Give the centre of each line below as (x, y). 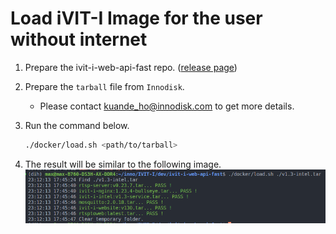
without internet (79, 39)
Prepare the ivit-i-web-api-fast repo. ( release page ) (131, 67)
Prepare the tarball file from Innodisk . (104, 86)
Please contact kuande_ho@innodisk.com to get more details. (167, 106)
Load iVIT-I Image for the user (136, 18)
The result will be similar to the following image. (123, 164)
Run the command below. (77, 125)
